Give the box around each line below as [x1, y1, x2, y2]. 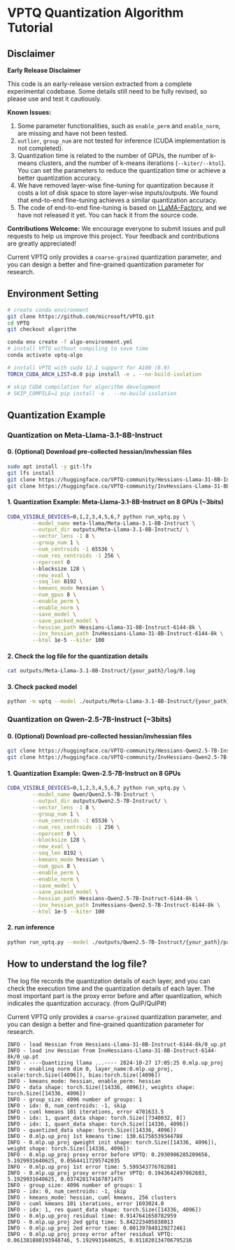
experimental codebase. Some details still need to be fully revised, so [7, 87, 208, 95]
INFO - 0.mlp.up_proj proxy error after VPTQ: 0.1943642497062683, [7, 1170, 208, 1177]
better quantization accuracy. [17, 173, 103, 182]
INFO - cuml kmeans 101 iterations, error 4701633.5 [7, 1108, 164, 1115]
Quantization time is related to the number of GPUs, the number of [17, 152, 209, 159]
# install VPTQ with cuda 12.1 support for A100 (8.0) [7, 364, 171, 371]
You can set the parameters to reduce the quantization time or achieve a [17, 166, 226, 174]
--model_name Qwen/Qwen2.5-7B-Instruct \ [32, 791, 155, 798]
